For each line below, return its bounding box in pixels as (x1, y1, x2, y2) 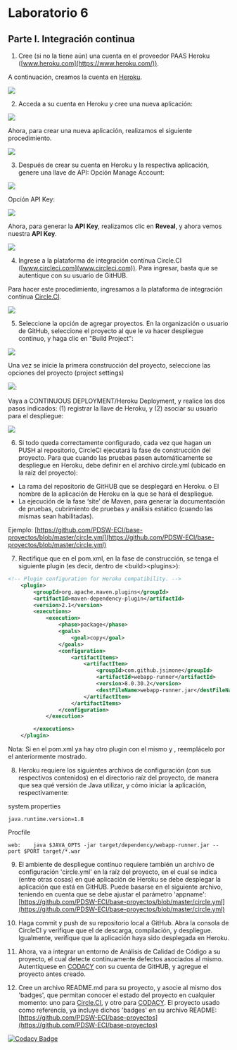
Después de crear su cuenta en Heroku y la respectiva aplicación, (18, 161, 210, 169)
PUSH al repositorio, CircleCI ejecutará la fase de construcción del (18, 446, 211, 454)
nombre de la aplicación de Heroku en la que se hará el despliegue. (18, 489, 214, 498)
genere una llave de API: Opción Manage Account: (18, 168, 165, 177)
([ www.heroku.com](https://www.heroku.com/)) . (18, 59, 159, 68)
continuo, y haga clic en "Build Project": (18, 335, 134, 342)
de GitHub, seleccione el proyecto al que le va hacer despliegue (18, 327, 204, 335)
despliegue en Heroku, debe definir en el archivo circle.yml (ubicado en (18, 461, 226, 469)
